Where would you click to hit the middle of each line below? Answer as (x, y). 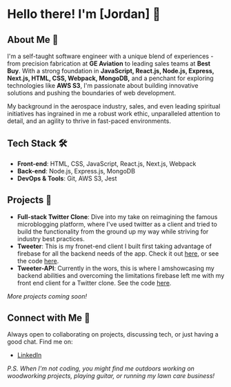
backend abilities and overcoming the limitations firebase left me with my (121, 275)
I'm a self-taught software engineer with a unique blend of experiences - (110, 56)
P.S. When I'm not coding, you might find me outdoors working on (101, 368)
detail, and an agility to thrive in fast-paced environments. (89, 121)
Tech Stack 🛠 (37, 143)
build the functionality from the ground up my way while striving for (113, 232)
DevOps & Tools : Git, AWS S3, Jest (67, 178)
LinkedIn (29, 355)
